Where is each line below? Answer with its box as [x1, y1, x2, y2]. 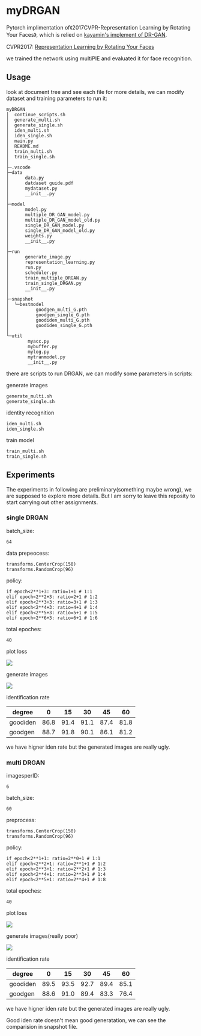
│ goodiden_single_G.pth [6, 322, 93, 328]
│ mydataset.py [6, 185, 58, 192]
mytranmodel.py [28, 354, 66, 360]
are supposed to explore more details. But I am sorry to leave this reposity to [6, 492, 196, 499]
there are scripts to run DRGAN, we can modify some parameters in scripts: [6, 370, 193, 377]
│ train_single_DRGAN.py [6, 280, 82, 286]
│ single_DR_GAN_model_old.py [6, 227, 95, 234]
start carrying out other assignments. [6, 498, 98, 506]
